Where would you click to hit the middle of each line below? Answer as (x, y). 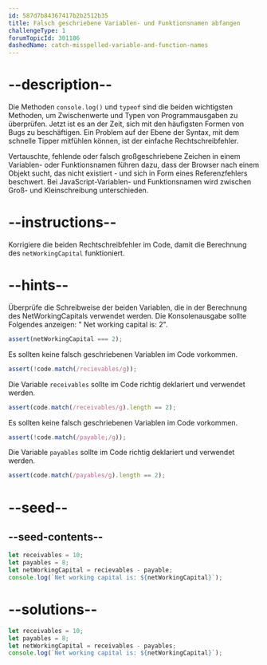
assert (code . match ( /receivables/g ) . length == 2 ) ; (92, 407)
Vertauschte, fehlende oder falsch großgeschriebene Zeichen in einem (124, 156)
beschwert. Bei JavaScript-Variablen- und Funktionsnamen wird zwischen (130, 182)
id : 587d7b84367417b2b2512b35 (59, 16)
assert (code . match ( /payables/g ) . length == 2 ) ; (87, 476)
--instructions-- (63, 222)
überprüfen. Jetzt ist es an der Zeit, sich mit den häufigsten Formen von (126, 124)
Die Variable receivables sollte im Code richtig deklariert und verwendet (127, 384)
